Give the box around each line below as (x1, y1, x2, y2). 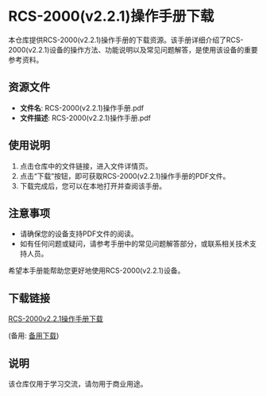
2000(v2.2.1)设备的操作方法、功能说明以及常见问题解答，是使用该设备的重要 (8, 45, 258, 54)
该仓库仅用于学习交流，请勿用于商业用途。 (8, 379, 148, 388)
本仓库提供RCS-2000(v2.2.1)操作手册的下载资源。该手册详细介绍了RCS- (8, 35, 244, 45)
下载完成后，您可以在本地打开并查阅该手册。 (19, 181, 167, 191)
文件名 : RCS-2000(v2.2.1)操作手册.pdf (19, 103, 145, 112)
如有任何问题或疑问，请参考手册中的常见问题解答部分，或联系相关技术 (19, 239, 250, 249)
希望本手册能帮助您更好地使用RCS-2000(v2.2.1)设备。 (8, 266, 185, 275)
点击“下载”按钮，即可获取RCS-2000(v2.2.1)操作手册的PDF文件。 (19, 171, 230, 181)
